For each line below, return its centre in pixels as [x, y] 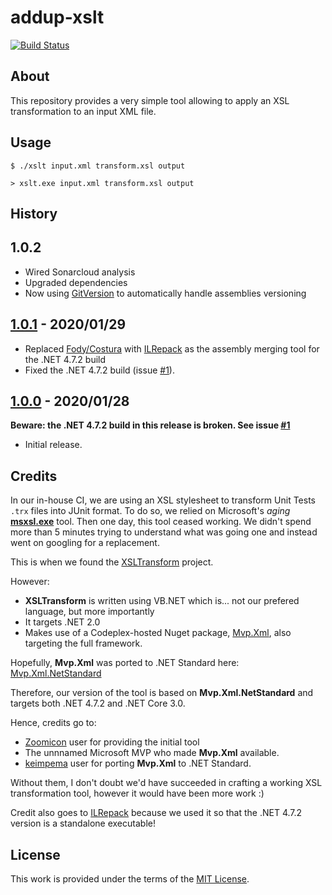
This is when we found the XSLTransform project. [112, 562]
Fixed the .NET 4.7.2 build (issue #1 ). [99, 370]
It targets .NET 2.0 [62, 622]
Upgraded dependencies [76, 282]
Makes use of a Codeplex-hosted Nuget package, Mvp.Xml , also [158, 633]
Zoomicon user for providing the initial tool [112, 742]
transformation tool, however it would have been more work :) [137, 793]
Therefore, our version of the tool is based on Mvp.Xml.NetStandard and [162, 693]
